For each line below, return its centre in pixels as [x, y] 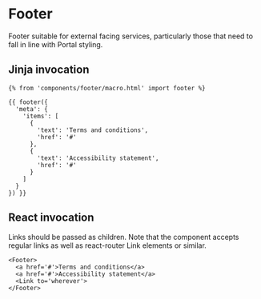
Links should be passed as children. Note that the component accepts [124, 237]
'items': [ [41, 116]
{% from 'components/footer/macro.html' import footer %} [107, 88]
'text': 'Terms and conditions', [93, 130]
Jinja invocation [49, 70]
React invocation [51, 218]
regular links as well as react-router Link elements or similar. [107, 245]
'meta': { [32, 109]
